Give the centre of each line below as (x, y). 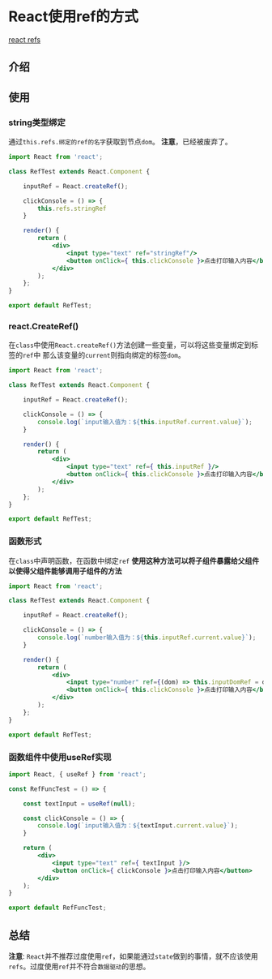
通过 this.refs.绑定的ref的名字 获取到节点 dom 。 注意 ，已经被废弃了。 (120, 142)
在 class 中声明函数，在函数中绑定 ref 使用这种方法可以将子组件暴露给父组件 (134, 560)
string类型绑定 (37, 122)
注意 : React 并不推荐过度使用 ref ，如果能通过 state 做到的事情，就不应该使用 (134, 956)
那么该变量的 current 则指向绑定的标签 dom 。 (114, 355)
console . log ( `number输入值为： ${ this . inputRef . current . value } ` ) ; (147, 638)
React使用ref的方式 (74, 17)
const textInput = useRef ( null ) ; (79, 804)
